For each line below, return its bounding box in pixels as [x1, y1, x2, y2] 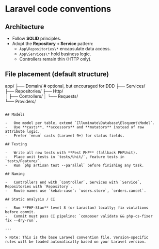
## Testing [5, 141, 27, 146]
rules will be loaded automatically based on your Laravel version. [5, 239, 146, 244]
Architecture [5, 23, 45, 31]
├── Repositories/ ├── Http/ [5, 88, 64, 94]
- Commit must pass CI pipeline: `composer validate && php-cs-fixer [5, 214, 153, 218]
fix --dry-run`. [5, 218, 38, 223]
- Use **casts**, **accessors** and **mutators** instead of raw [5, 124, 144, 129]
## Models [5, 112, 25, 117]
